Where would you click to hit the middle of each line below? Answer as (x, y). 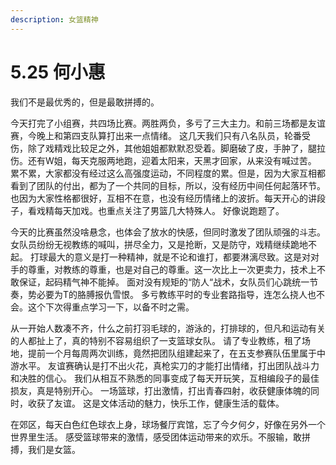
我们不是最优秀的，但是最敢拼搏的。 (85, 102)
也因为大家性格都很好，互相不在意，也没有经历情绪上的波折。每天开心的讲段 (168, 198)
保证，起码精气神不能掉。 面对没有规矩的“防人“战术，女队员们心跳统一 (164, 282)
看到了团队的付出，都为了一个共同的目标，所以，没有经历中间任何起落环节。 (168, 185)
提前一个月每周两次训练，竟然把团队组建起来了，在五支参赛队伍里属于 (172, 353)
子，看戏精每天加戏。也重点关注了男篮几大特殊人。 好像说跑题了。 (147, 210)
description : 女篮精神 (54, 19)
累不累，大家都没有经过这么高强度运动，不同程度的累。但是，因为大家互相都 (168, 173)
